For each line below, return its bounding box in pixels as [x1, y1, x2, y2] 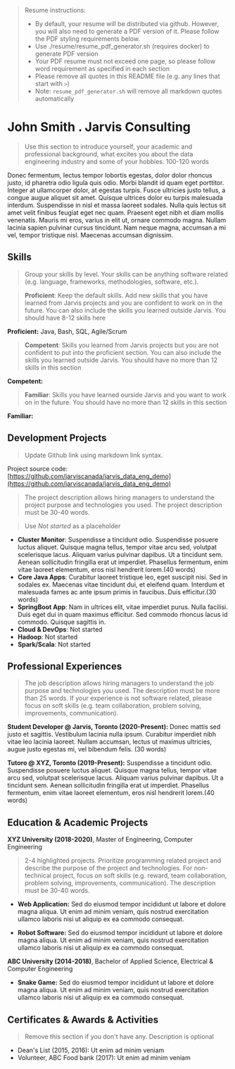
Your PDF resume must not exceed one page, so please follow [34, 57, 216, 65]
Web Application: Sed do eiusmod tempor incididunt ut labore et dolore [17, 900, 227, 908]
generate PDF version [34, 49, 99, 58]
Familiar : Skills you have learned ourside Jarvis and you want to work [24, 390, 227, 399]
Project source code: [7, 464, 68, 473]
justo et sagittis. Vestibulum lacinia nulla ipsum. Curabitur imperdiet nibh [7, 730, 217, 739]
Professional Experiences [7, 660, 122, 672]
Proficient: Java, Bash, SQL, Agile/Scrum [7, 327, 127, 335]
